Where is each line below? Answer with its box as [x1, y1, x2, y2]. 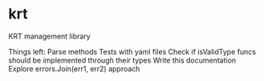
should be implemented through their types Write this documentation [8, 55, 237, 65]
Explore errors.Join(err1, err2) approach [8, 63, 140, 73]
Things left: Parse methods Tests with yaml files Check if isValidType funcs [8, 47, 257, 56]
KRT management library [8, 31, 91, 41]
